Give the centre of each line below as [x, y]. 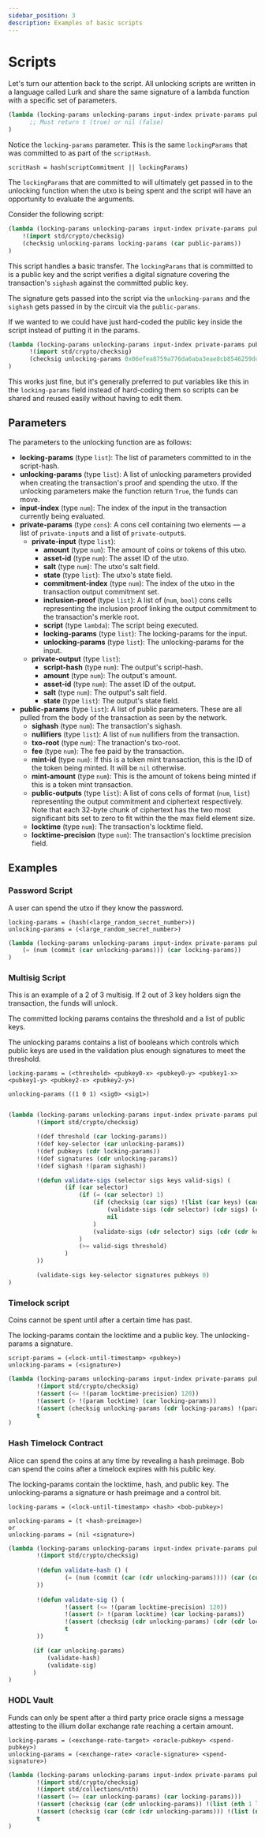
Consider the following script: [56, 215]
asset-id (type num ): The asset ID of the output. [119, 684]
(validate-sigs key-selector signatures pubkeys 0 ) [123, 1276]
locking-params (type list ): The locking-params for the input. [145, 633]
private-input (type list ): [73, 541]
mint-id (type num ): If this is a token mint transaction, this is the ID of [142, 759]
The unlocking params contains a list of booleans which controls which [123, 1042]
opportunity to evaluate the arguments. [72, 199]
